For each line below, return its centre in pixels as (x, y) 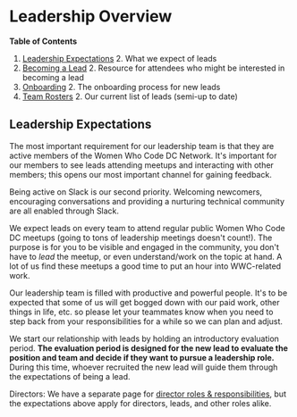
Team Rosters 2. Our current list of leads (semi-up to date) (130, 96)
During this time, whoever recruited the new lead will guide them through (144, 367)
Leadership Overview (91, 17)
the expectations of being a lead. (70, 376)
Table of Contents (43, 41)
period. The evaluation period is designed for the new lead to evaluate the (148, 348)
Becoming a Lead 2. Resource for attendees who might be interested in (153, 68)
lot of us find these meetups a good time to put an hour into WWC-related (145, 266)
